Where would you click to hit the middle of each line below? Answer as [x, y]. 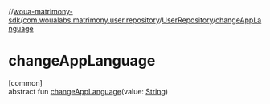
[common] [25, 82]
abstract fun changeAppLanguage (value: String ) [88, 91]
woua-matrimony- [43, 12]
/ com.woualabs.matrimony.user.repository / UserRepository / [118, 20]
